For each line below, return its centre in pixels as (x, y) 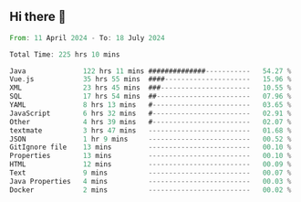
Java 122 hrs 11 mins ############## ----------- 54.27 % (150, 71)
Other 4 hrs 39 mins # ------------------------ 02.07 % (150, 122)
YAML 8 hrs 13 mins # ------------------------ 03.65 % (150, 105)
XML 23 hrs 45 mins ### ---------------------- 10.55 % (150, 88)
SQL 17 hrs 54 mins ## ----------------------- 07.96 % (150, 97)
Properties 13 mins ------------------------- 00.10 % (150, 156)
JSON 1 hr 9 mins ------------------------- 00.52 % (150, 139)
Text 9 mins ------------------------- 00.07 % (150, 173)
